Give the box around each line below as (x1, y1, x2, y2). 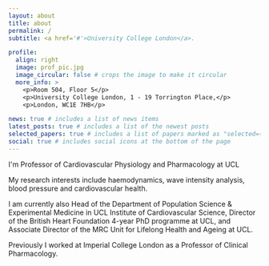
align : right (15, 56, 59, 64)
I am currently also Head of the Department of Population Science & (8, 199, 232, 208)
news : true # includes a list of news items (8, 115, 159, 123)
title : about (8, 19, 52, 27)
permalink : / (8, 26, 52, 34)
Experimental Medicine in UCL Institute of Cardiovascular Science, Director (8, 208, 256, 217)
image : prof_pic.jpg (15, 63, 84, 72)
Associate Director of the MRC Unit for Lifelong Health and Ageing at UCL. (8, 224, 254, 234)
